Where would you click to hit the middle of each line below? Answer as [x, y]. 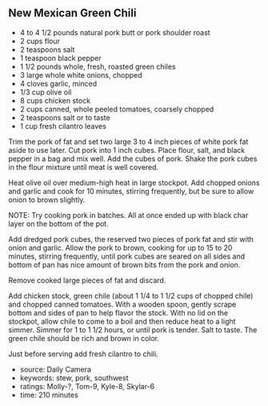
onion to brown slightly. [47, 199]
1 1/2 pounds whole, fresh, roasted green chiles [98, 66]
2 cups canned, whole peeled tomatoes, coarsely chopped [117, 109]
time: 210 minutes [49, 395]
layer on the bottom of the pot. [59, 223]
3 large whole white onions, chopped [81, 74]
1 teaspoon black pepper [60, 58]
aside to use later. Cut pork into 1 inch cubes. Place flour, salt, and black [127, 150]
